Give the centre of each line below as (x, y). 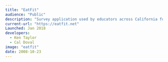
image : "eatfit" (22, 47)
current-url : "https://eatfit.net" (42, 24)
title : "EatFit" (22, 10)
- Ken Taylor (23, 38)
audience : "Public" (25, 14)
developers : (17, 33)
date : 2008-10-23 (23, 51)
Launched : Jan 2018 (25, 28)
